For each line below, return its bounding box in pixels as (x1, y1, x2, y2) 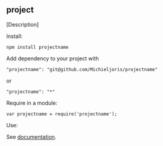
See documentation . (6, 133, 57, 141)
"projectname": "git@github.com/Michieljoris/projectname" (6, 66, 158, 72)
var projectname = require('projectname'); (6, 111, 118, 117)
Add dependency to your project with (6, 54, 100, 62)
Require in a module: (6, 99, 57, 106)
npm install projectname (6, 44, 69, 50)
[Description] (6, 21, 39, 28)
